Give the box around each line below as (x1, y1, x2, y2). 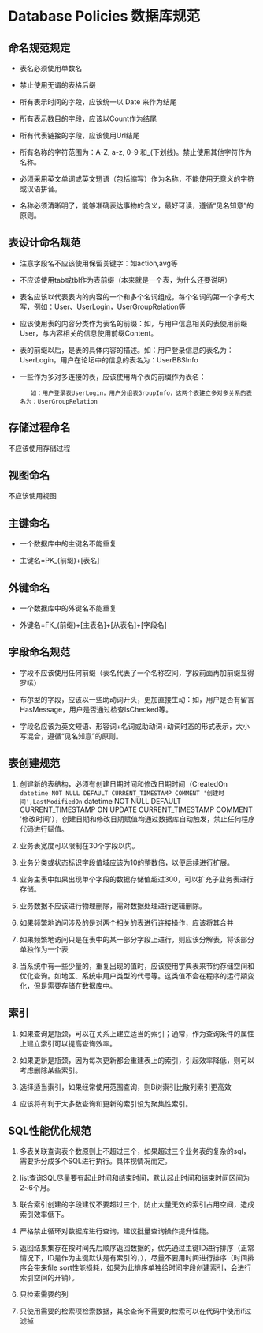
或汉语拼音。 (19, 184, 61, 193)
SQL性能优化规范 (8, 1124, 91, 1137)
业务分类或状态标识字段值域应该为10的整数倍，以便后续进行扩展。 (19, 858, 235, 867)
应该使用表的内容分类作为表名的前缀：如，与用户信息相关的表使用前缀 (19, 318, 248, 328)
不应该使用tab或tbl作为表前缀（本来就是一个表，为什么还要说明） (19, 275, 232, 284)
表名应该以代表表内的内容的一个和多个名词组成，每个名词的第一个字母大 (19, 291, 254, 301)
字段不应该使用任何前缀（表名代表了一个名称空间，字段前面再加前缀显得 (19, 668, 254, 678)
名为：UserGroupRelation (19, 397, 98, 405)
